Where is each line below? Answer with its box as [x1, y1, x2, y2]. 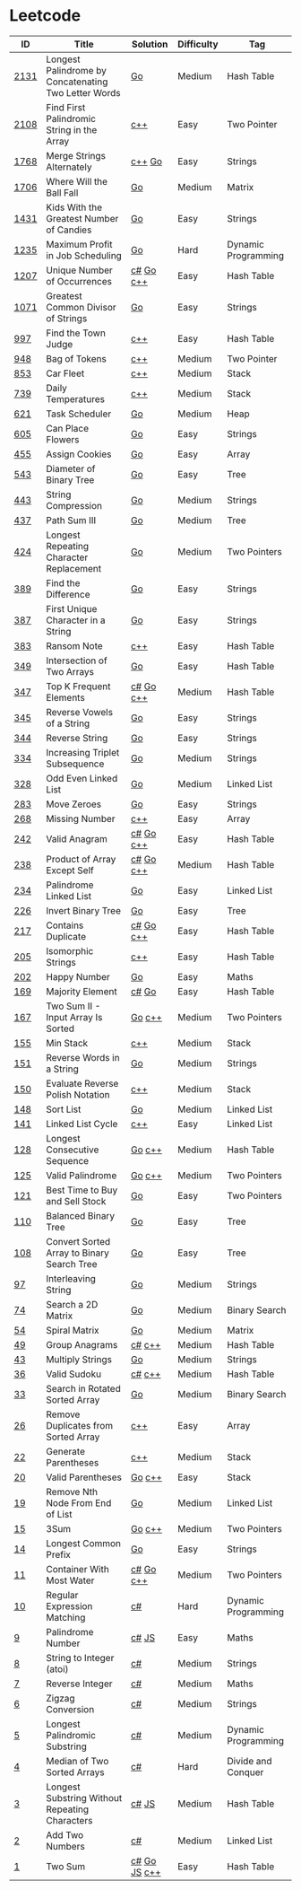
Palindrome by [46, 64, 107, 76]
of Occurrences [46, 275, 113, 287]
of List [46, 1508, 73, 1520]
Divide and [227, 1754, 272, 1767]
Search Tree [46, 1257, 98, 1270]
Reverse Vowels [46, 705, 114, 718]
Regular [46, 1588, 79, 1601]
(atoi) [46, 1662, 69, 1675]
